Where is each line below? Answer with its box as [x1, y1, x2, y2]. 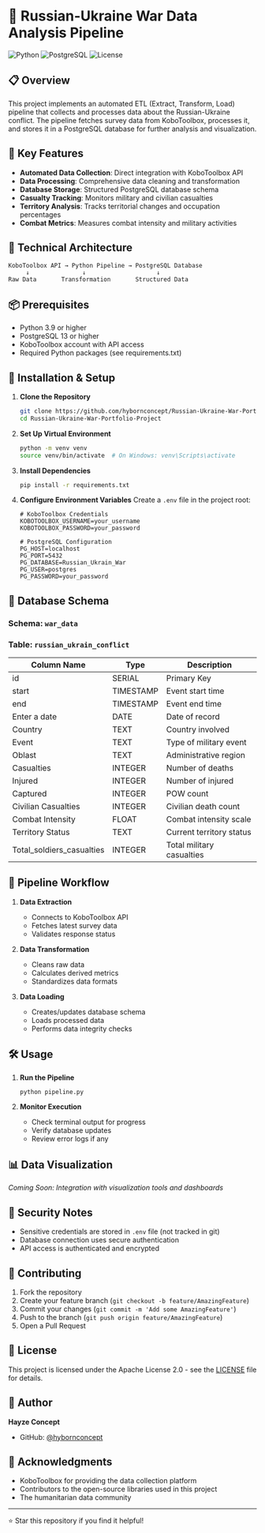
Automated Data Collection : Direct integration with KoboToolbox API [19, 167, 244, 177]
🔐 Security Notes [8, 1205, 93, 1219]
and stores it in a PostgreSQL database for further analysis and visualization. [8, 124, 257, 133]
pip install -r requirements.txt [19, 481, 130, 489]
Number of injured [166, 775, 234, 786]
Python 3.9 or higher [19, 323, 87, 332]
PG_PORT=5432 [19, 552, 63, 560]
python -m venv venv [19, 444, 88, 452]
